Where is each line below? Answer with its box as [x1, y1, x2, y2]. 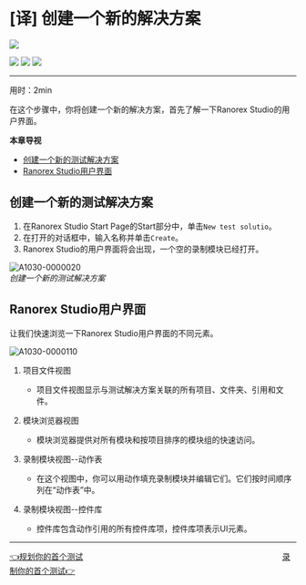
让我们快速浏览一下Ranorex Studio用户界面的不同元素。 [9, 327, 219, 338]
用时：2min [9, 84, 53, 96]
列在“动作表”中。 [36, 484, 100, 495]
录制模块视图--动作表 [22, 453, 103, 465]
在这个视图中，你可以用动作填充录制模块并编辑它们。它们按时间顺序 [36, 473, 292, 484]
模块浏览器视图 [22, 415, 79, 426]
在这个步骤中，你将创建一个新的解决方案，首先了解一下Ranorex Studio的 [9, 104, 282, 115]
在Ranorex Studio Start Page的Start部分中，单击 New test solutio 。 [22, 221, 278, 231]
